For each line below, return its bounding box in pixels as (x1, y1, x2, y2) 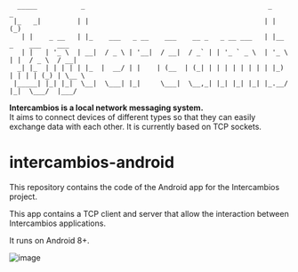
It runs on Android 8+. (9, 235, 91, 245)
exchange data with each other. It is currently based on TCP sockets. (9, 122, 262, 132)
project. (9, 191, 38, 202)
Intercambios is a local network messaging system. (9, 102, 204, 113)
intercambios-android (9, 153, 175, 172)
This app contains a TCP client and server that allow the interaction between (9, 208, 289, 219)
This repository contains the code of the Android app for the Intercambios (9, 181, 280, 192)
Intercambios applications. (9, 218, 107, 228)
